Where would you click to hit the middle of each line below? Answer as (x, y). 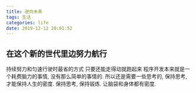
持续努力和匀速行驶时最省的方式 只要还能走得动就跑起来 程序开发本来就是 (95, 69)
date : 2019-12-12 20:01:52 (39, 28)
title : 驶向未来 (24, 12)
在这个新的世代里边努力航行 (57, 54)
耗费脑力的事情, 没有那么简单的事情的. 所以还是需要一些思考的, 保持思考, (99, 76)
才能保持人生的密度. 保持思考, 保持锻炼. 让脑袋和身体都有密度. (81, 84)
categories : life (27, 23)
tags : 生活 (19, 17)
